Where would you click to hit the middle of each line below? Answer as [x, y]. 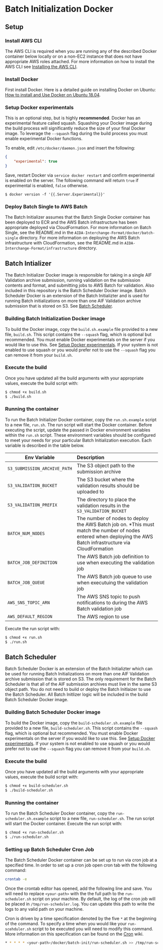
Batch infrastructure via [104, 542]
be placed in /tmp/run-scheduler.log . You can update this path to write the [80, 904]
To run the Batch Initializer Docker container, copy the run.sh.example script [81, 419]
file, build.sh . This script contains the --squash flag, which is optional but [78, 334]
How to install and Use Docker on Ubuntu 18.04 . [53, 95]
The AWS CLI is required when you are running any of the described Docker [81, 51]
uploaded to [90, 491]
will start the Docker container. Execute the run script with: [64, 824]
